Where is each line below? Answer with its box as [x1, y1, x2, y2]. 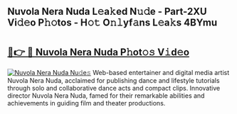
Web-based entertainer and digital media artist [92, 69, 230, 76]
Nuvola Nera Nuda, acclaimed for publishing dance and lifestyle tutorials [7, 76, 220, 84]
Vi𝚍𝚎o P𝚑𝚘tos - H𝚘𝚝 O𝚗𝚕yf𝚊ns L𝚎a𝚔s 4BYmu [7, 17, 218, 29]
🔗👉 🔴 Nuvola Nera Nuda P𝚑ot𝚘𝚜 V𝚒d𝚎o [7, 46, 190, 58]
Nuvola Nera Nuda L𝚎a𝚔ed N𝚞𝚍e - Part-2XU [7, 6, 208, 18]
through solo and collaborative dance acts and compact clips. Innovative [7, 84, 221, 92]
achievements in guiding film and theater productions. [7, 99, 166, 107]
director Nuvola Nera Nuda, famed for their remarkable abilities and [7, 91, 205, 100]
